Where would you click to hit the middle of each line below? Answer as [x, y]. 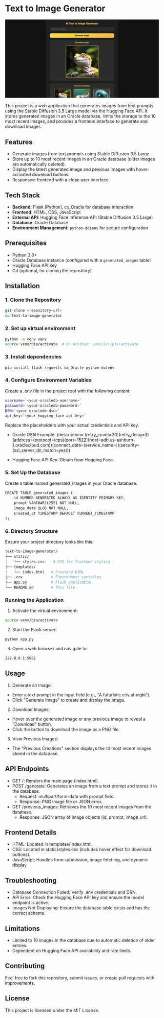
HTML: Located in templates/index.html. [52, 844]
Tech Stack [22, 195]
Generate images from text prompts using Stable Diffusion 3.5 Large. [81, 154]
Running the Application [34, 600]
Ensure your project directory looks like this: [49, 542]
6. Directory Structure [31, 531]
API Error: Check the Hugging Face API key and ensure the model [78, 898]
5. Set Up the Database [33, 473]
